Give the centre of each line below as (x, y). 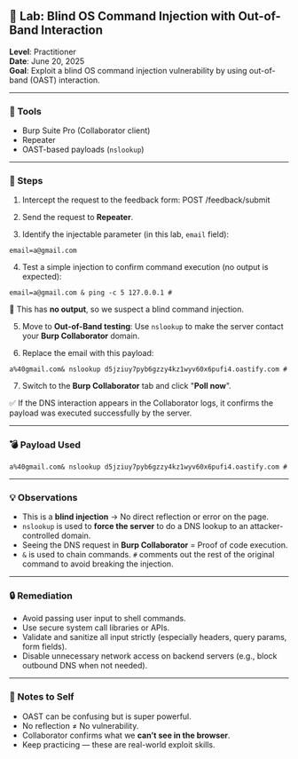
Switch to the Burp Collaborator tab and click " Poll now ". (127, 386)
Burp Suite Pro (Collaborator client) (86, 130)
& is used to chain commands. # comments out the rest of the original (148, 554)
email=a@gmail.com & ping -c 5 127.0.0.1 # (91, 293)
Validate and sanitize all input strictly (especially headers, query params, (154, 637)
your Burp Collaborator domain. (81, 336)
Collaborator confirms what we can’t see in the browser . (126, 735)
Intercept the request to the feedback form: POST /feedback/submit (146, 200)
